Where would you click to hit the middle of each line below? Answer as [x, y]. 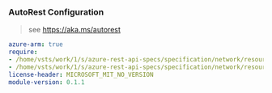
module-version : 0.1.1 [47, 82]
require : [23, 52]
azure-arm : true [36, 44]
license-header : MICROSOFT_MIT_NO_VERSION [81, 74]
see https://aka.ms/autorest [74, 30]
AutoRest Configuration [56, 12]
